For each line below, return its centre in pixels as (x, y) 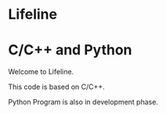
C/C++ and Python (70, 50)
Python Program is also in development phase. (83, 102)
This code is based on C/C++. (57, 87)
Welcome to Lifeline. (41, 72)
